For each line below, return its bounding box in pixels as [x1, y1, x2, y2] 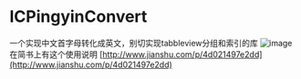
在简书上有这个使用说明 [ [9, 48, 103, 60]
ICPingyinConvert [9, 6, 148, 27]
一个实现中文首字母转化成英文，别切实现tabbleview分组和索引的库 [9, 37, 258, 48]
